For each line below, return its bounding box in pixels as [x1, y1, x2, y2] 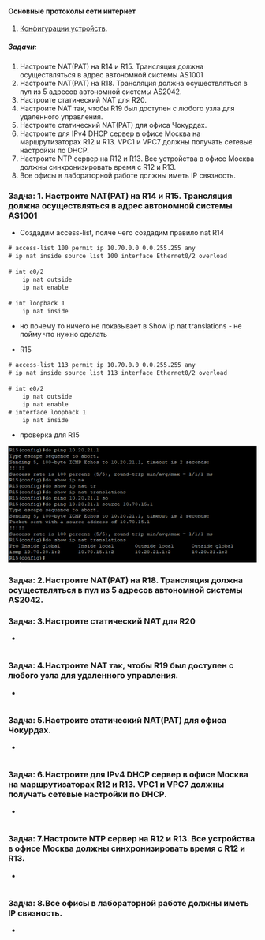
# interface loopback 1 [8, 409, 87, 417]
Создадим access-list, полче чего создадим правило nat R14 [19, 228, 225, 238]
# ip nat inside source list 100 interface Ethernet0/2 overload [8, 253, 227, 260]
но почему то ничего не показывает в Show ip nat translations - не [19, 321, 242, 331]
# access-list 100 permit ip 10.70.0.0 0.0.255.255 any [8, 245, 196, 253]
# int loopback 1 [8, 300, 65, 308]
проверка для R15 [19, 430, 80, 440]
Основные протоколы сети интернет [8, 6, 136, 16]
